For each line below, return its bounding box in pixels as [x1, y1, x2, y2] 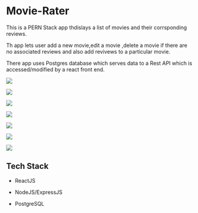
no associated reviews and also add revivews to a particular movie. [6, 48, 171, 55]
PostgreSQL [14, 200, 45, 207]
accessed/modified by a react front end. [6, 65, 105, 73]
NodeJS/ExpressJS [14, 189, 63, 196]
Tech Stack [6, 161, 49, 171]
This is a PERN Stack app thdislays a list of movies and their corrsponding [6, 24, 187, 31]
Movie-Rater [6, 4, 70, 18]
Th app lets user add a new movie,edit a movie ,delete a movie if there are [6, 42, 188, 49]
